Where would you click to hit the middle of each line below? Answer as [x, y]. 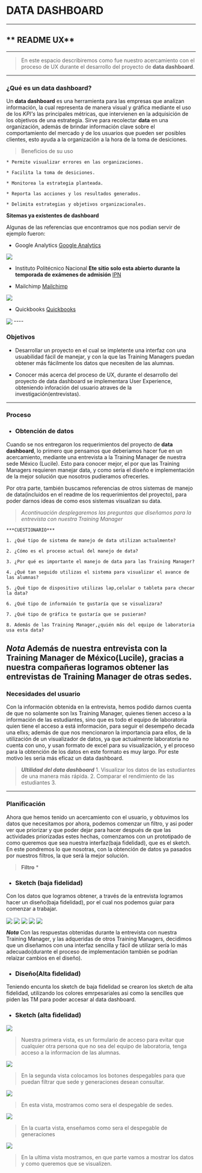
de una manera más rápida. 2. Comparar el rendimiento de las [97, 776]
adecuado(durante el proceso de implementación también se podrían [92, 952]
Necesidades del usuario [43, 694]
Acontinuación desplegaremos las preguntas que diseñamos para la [106, 512]
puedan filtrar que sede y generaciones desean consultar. [93, 1081]
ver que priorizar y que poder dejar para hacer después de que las [89, 830]
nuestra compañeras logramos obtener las [88, 667]
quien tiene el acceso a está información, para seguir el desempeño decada [100, 726]
